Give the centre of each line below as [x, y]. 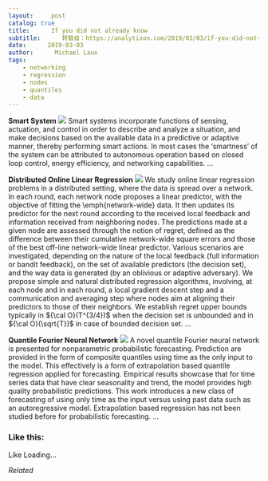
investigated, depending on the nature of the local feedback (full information [134, 256]
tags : [17, 61]
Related [21, 470]
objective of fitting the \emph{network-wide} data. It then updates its [122, 205]
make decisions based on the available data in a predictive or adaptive [124, 138]
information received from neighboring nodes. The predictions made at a [128, 222]
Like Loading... [33, 455]
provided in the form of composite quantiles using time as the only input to [131, 357]
